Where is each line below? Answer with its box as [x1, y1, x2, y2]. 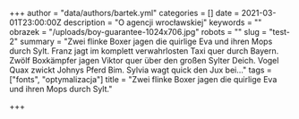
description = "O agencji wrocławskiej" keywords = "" [63, 17, 262, 28]
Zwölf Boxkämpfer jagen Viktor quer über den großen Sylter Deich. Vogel [9, 55, 279, 65]
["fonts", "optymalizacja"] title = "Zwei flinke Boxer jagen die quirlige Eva [9, 74, 278, 84]
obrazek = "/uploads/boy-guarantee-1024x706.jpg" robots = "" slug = [9, 27, 268, 37]
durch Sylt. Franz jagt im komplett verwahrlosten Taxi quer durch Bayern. [9, 46, 279, 56]
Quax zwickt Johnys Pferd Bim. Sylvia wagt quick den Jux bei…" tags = [9, 64, 273, 75]
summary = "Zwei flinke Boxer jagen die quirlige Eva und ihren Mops [19, 36, 273, 47]
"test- [269, 27, 291, 37]
